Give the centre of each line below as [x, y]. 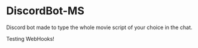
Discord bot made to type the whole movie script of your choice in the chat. [99, 27]
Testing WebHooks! [31, 39]
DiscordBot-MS [45, 11]
